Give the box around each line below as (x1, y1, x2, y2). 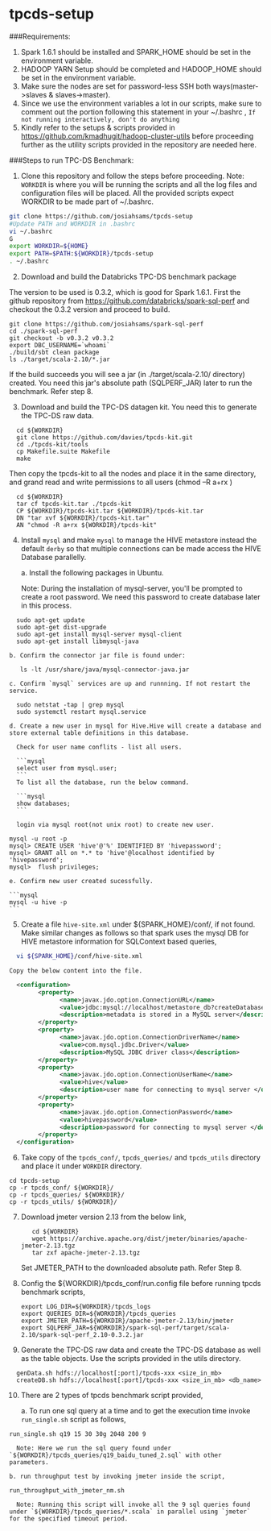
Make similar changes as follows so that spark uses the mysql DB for (20, 928, 249, 938)
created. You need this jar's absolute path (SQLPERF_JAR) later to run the (9, 378, 253, 388)
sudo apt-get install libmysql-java (16, 637, 139, 645)
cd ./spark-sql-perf (9, 327, 79, 335)
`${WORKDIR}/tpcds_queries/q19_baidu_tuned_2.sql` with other (9, 1451, 222, 1459)
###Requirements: (9, 31, 71, 41)
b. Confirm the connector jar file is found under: (9, 652, 186, 660)
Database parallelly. (20, 553, 87, 562)
